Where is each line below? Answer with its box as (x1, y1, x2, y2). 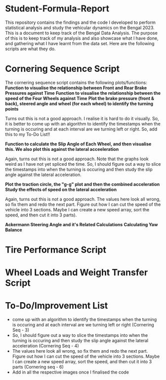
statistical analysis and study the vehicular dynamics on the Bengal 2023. (5, 24, 155, 30)
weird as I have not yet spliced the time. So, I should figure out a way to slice (5, 161, 161, 167)
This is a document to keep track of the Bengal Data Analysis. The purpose (5, 30, 158, 36)
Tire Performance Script (5, 244, 107, 255)
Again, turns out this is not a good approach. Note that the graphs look (5, 156, 149, 162)
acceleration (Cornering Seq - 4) (12, 343, 79, 349)
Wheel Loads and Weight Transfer (5, 267, 148, 278)
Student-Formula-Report (5, 3, 110, 14)
